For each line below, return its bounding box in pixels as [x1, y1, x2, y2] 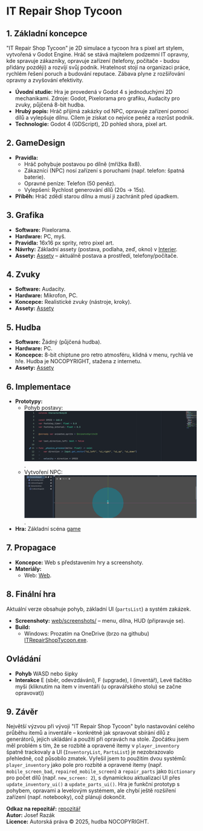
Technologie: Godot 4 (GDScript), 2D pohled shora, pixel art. [14, 120, 167, 128]
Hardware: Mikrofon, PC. [14, 292, 78, 299]
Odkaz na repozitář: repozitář [6, 805, 81, 812]
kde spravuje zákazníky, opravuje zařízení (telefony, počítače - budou [6, 57, 180, 64]
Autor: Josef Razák [6, 812, 56, 819]
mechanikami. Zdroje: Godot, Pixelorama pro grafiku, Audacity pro [14, 95, 180, 102]
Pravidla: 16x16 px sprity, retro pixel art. [14, 239, 114, 246]
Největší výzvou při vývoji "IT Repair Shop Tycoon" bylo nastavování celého [6, 723, 195, 730]
